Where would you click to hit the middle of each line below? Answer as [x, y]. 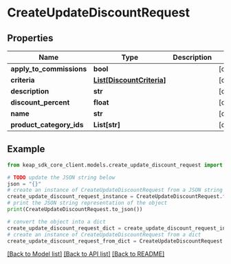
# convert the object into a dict [57, 221]
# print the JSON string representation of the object [87, 203]
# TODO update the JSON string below [61, 177]
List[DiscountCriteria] [130, 80]
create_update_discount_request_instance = [70, 197]
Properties [30, 38]
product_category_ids [47, 125]
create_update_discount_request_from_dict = [72, 241]
